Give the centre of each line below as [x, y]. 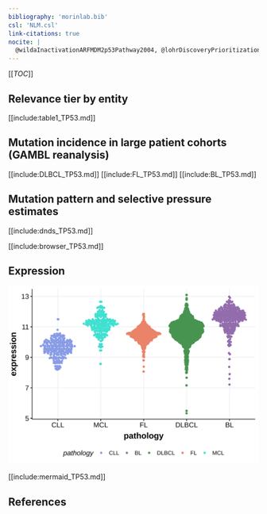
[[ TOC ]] [21, 74]
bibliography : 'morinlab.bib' [58, 17]
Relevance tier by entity [68, 99]
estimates [33, 211]
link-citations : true [44, 33]
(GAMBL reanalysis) [59, 155]
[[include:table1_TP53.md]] [52, 117]
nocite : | [25, 42]
